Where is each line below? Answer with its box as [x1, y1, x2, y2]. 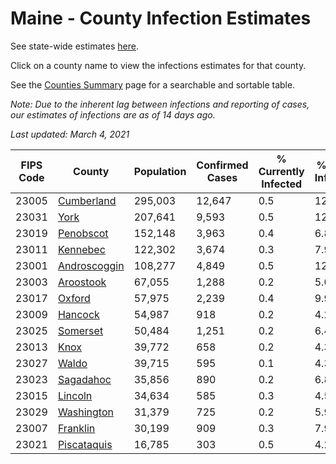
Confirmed [196, 158, 249, 172]
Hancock [57, 307, 100, 321]
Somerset [57, 323, 104, 337]
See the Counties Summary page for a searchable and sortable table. [10, 78, 296, 91]
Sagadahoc [57, 372, 112, 386]
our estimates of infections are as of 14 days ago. [10, 108, 216, 121]
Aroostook [57, 275, 107, 289]
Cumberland [57, 193, 117, 207]
